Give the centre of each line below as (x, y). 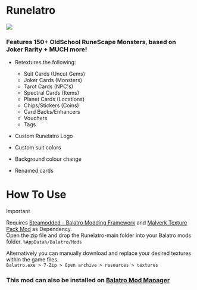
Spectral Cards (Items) (51, 93)
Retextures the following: (45, 63)
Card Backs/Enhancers (52, 112)
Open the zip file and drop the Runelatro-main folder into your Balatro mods (99, 235)
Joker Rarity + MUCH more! (47, 49)
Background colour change (48, 159)
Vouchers (35, 118)
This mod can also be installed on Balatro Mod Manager (88, 280)
